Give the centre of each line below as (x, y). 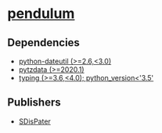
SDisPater (35, 121)
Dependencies (43, 43)
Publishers (34, 102)
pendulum (41, 14)
